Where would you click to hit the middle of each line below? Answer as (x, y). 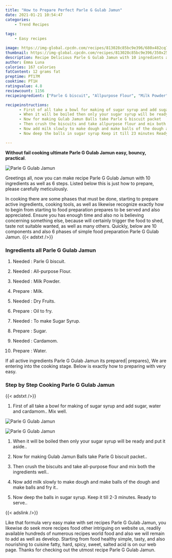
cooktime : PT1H (21, 82)
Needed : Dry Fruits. (34, 301)
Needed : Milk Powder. (37, 281)
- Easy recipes (31, 39)
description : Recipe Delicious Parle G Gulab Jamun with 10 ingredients (84, 57)
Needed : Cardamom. (35, 341)
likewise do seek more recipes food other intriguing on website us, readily (83, 528)
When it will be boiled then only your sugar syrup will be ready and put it (89, 441)
